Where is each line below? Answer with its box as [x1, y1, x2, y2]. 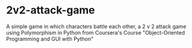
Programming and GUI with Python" [6, 35, 94, 42]
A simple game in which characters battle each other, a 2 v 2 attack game [6, 23, 187, 30]
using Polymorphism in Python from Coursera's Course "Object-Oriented [6, 29, 185, 36]
